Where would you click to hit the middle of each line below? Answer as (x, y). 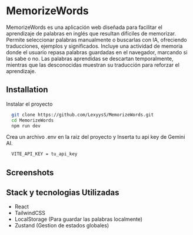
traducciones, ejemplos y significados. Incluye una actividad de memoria (94, 46)
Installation (27, 90)
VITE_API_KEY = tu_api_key (44, 154)
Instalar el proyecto (29, 104)
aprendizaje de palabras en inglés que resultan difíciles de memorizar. (91, 33)
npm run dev (26, 126)
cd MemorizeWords (33, 120)
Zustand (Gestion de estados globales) (62, 226)
